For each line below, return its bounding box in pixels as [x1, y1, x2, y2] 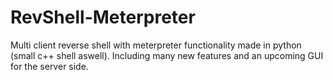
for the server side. [10, 60, 89, 72]
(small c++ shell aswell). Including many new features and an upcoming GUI [10, 49, 324, 61]
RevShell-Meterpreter [10, 6, 196, 29]
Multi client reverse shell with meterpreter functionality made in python [10, 39, 302, 51]
